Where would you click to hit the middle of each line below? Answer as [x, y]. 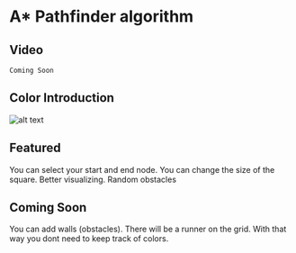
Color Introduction [62, 98]
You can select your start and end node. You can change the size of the [142, 169]
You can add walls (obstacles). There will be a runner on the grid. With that [148, 229]
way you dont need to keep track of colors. [89, 239]
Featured [35, 148]
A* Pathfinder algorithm [102, 17]
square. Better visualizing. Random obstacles [93, 179]
